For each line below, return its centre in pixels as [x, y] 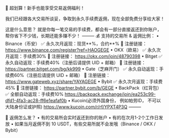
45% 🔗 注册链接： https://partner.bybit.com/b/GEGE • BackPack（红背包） [83, 88]
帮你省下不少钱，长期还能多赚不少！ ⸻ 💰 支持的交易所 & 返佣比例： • [82, 36]
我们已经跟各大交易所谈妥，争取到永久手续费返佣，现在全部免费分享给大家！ [85, 19]
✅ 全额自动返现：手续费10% [35, 94]
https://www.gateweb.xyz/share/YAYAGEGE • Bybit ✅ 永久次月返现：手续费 [84, 81]
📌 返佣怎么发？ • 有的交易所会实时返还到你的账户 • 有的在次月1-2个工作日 [82, 118]
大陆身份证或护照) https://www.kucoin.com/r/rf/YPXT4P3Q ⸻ [73, 107]
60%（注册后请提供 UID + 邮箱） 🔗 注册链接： [62, 75]
